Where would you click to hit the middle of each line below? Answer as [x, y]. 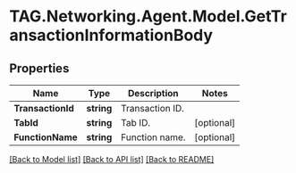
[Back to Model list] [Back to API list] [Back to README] [112, 159]
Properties [39, 68]
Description [153, 93]
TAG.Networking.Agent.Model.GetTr [148, 16]
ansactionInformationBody [111, 35]
